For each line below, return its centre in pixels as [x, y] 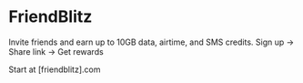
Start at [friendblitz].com [55, 69]
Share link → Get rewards [56, 51]
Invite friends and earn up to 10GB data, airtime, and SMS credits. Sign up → [151, 42]
